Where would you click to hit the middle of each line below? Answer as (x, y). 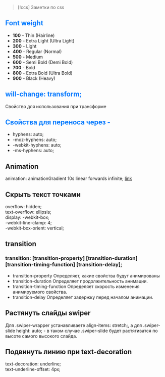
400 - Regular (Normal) (37, 51)
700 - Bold (24, 67)
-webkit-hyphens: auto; (37, 145)
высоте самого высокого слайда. (41, 336)
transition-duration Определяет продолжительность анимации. (80, 281)
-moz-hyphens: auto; (35, 140)
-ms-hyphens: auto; (33, 151)
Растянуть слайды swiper (48, 313)
